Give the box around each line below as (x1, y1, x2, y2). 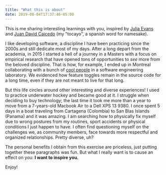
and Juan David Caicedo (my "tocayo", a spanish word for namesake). (5, 31, 149, 37)
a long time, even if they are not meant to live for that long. (5, 77, 125, 83)
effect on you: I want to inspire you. (5, 154, 79, 160)
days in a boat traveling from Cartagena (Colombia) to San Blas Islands (5, 108, 150, 114)
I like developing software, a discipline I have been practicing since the (5, 40, 150, 46)
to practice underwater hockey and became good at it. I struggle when (5, 92, 150, 98)
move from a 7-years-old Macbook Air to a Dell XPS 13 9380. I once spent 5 (5, 103, 160, 109)
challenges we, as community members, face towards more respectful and (5, 129, 158, 135)
